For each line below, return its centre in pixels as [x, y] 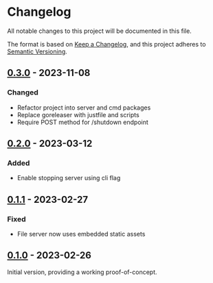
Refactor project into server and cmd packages [84, 108]
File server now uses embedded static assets [81, 234]
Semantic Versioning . [37, 51]
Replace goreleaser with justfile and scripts [78, 114]
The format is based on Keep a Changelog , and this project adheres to [106, 44]
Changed [23, 93]
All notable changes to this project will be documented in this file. [100, 31]
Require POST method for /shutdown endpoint [83, 122]
